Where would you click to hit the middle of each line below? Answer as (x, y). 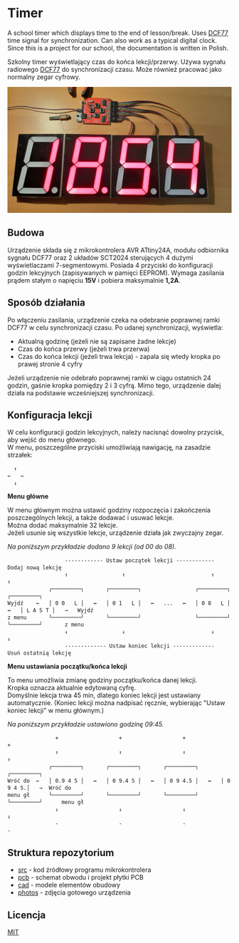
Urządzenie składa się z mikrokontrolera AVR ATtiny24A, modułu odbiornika (118, 250)
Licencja (27, 915)
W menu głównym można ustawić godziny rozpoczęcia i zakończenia (109, 510)
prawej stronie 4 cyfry (50, 364)
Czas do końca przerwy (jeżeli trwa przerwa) (84, 349)
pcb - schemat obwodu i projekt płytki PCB (80, 877)
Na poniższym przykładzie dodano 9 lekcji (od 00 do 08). (92, 547)
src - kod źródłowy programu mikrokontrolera (84, 870)
